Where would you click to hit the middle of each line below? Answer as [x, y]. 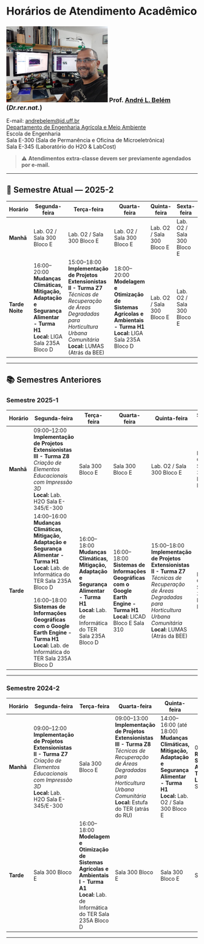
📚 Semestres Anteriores [54, 380]
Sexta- [186, 206]
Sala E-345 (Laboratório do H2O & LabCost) [61, 146]
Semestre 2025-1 [32, 401]
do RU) [124, 815]
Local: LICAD [130, 616]
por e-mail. [36, 165]
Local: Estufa [131, 802]
